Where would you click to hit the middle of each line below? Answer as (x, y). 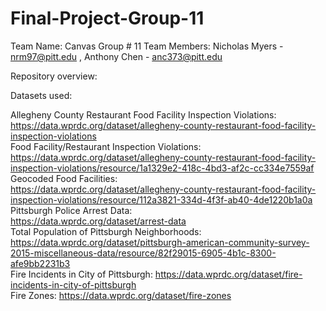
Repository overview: (54, 76)
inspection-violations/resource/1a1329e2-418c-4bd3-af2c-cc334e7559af (162, 168)
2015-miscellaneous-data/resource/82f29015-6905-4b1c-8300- (143, 253)
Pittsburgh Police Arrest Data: (71, 210)
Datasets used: (41, 95)
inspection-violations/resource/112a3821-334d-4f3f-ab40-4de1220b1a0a (161, 199)
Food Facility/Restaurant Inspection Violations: (106, 146)
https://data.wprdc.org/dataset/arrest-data (98, 221)
